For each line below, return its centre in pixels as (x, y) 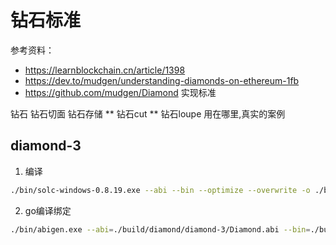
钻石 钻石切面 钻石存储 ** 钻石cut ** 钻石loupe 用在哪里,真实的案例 (148, 113)
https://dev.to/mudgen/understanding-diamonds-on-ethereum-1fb (162, 80)
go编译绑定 (48, 210)
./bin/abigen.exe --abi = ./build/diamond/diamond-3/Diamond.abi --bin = (160, 229)
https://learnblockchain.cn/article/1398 (105, 70)
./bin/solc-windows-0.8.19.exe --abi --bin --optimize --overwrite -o (160, 190)
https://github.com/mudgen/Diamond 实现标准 (120, 92)
